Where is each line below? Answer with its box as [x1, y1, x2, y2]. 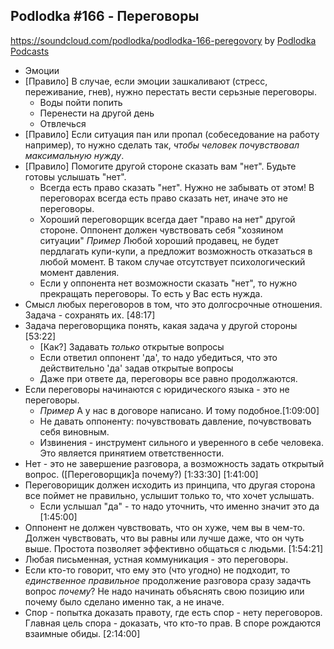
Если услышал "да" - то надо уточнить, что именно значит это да [39, 500, 320, 512]
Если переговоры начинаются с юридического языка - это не [24, 383, 290, 395]
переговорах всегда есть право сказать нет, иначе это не [39, 192, 288, 204]
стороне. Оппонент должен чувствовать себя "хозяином [39, 224, 284, 236]
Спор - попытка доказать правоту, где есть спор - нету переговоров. [24, 606, 323, 618]
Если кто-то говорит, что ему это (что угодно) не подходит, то [24, 564, 291, 576]
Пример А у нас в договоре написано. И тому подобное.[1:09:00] [39, 404, 320, 416]
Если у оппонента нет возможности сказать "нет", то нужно [39, 277, 298, 289]
